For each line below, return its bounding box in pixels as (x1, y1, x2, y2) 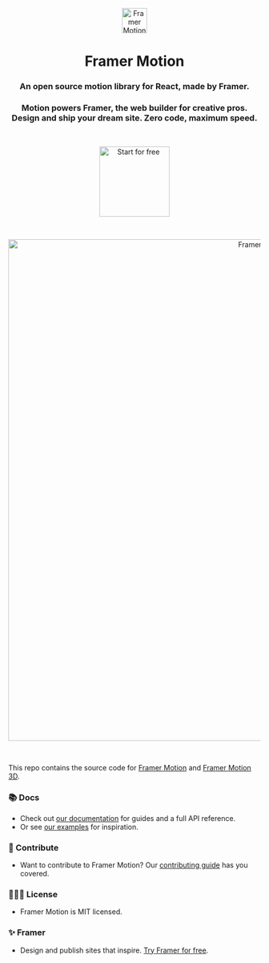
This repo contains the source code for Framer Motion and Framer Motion (8, 763, 252, 773)
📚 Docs (8, 792, 40, 803)
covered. (19, 869, 50, 878)
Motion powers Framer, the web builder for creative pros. (21, 103, 248, 114)
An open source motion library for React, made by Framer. (19, 81, 250, 92)
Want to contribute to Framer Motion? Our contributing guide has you (19, 860, 248, 870)
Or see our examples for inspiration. (19, 822, 139, 831)
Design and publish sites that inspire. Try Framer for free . (19, 945, 209, 955)
